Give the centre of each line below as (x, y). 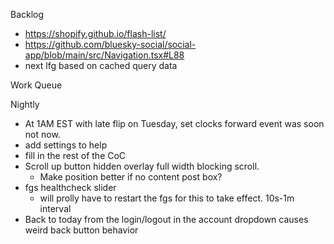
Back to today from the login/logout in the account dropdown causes (166, 219)
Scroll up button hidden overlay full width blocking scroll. (142, 166)
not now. (42, 134)
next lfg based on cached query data (101, 65)
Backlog (27, 14)
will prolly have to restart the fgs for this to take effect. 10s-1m (167, 198)
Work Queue (36, 85)
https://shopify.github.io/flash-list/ (95, 33)
